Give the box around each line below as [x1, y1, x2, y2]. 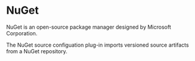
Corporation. [6, 29, 38, 36]
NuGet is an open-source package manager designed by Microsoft [6, 23, 172, 30]
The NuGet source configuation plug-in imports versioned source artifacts [6, 41, 190, 48]
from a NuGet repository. [6, 47, 68, 54]
